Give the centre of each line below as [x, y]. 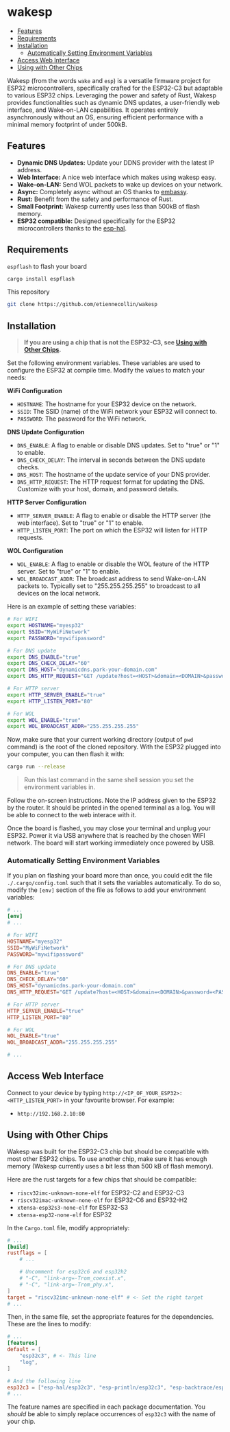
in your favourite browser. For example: [119, 1100]
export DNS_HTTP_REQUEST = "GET [50, 677]
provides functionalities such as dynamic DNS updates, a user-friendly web [114, 102]
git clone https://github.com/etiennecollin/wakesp [82, 305]
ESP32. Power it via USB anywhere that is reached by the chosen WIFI [106, 836]
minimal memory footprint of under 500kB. [67, 124]
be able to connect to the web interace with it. [72, 815]
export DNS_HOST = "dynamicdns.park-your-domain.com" [82, 670]
